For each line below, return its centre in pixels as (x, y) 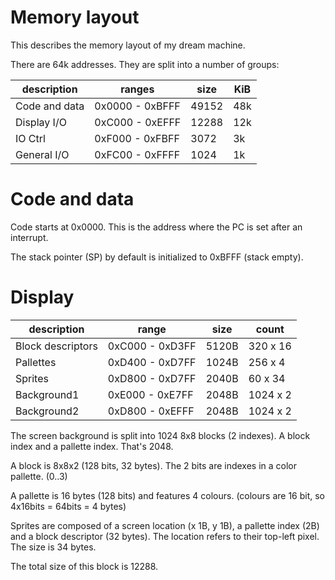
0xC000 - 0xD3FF (152, 346)
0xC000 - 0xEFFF (138, 122)
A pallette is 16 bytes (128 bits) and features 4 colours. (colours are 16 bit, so (167, 495)
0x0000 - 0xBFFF (137, 106)
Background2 (47, 411)
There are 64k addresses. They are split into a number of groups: (145, 64)
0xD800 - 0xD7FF (152, 378)
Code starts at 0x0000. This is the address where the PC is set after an (156, 227)
